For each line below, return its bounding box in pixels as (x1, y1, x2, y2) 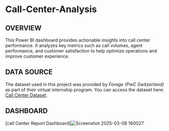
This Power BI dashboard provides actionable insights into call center (5, 37, 151, 43)
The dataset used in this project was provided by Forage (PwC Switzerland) (5, 81, 164, 87)
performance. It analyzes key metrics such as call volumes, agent (5, 42, 143, 49)
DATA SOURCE (5, 68, 53, 76)
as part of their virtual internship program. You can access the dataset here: (5, 86, 164, 93)
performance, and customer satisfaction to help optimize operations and (5, 48, 157, 54)
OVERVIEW (5, 24, 42, 32)
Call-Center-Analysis (5, 4, 97, 15)
